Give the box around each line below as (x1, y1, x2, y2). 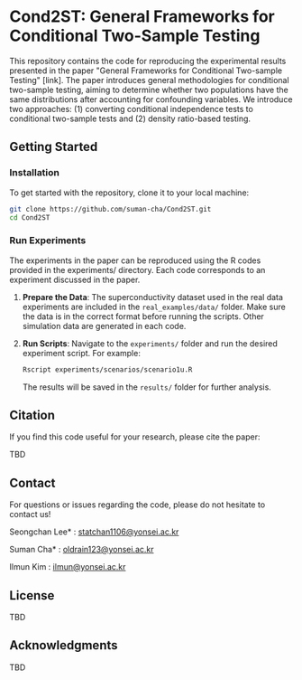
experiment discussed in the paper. (9, 274, 141, 285)
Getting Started (9, 139, 98, 155)
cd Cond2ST (9, 212, 50, 222)
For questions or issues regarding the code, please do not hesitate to (9, 499, 266, 510)
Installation (9, 166, 60, 179)
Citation (9, 407, 56, 422)
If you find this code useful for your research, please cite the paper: (9, 431, 261, 442)
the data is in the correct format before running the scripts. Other (22, 310, 264, 322)
